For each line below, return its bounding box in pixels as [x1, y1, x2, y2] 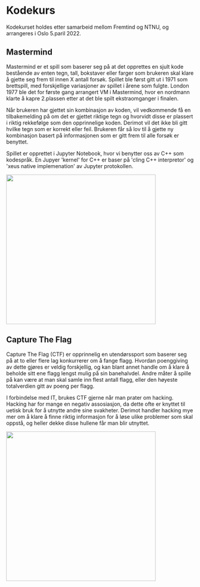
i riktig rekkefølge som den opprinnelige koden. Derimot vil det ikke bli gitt [6, 119, 188, 126]
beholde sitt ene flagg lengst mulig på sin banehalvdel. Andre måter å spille [6, 369, 192, 377]
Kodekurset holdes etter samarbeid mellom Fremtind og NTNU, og [6, 23, 169, 31]
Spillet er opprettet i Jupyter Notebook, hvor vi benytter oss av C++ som [6, 150, 184, 157]
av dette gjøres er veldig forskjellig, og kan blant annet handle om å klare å [6, 363, 190, 370]
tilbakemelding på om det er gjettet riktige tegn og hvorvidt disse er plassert [6, 112, 193, 120]
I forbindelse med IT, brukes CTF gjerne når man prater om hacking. [6, 394, 174, 401]
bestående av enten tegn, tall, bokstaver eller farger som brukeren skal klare [6, 69, 194, 77]
